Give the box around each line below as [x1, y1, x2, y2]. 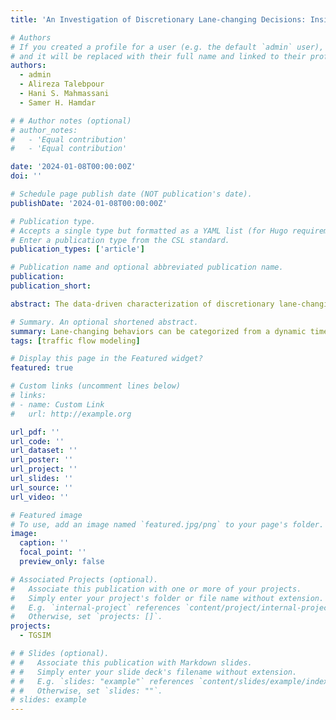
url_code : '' [10, 436, 65, 446]
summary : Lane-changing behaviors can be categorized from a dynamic [10, 326, 307, 336]
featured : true [10, 363, 74, 373]
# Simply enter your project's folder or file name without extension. [10, 593, 325, 603]
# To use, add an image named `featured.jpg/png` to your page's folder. [10, 519, 325, 530]
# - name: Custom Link [10, 399, 105, 410]
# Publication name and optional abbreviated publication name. [10, 262, 284, 273]
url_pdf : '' [10, 427, 60, 437]
